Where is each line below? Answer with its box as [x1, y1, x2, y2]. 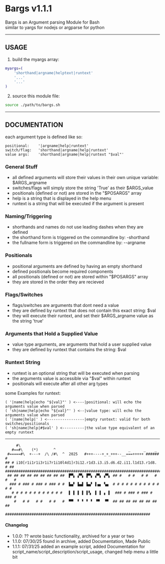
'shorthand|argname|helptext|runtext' [14, 70, 93, 75]
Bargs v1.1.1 [5, 3, 53, 14]
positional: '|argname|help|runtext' [5, 143, 89, 148]
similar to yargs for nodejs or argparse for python [5, 24, 105, 30]
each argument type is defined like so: [5, 134, 82, 140]
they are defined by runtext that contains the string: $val [12, 347, 127, 353]
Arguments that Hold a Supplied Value [5, 330, 98, 337]
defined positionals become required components [12, 268, 113, 274]
